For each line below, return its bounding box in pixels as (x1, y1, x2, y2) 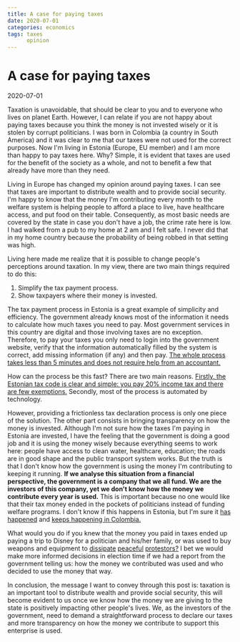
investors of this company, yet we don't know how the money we (7, 485, 204, 493)
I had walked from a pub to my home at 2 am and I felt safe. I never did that (7, 226, 229, 234)
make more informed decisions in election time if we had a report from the (7, 552, 226, 560)
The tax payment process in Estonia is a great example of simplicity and (7, 305, 219, 314)
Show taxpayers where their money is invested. (17, 291, 158, 300)
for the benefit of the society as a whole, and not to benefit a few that (7, 159, 212, 167)
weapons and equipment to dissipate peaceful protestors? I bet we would (7, 544, 224, 553)
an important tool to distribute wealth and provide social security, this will (7, 588, 223, 597)
